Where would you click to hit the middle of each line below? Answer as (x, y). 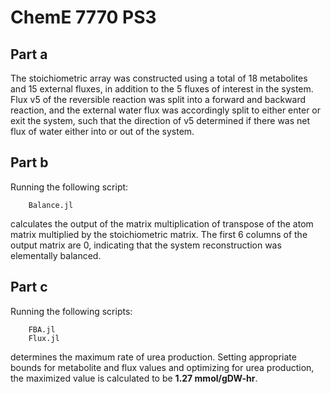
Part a (29, 54)
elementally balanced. (56, 255)
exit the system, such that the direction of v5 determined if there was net (160, 120)
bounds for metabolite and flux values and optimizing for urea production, (162, 367)
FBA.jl (42, 329)
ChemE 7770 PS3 (83, 17)
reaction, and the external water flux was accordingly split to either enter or (166, 110)
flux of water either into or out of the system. (102, 131)
